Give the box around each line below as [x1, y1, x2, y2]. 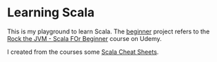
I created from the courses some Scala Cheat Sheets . [7, 48, 159, 56]
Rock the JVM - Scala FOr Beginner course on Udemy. [7, 34, 162, 42]
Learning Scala [7, 5, 95, 20]
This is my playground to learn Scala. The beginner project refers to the [7, 27, 210, 35]
